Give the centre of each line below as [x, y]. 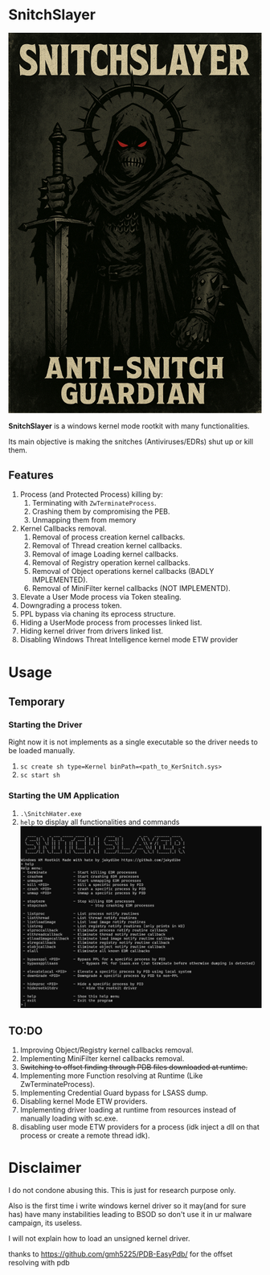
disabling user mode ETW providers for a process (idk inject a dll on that [139, 1126]
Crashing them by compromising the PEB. [101, 511]
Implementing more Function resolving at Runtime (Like [111, 1076]
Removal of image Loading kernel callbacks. [105, 554]
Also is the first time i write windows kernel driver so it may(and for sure [127, 1205]
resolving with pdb [39, 1262]
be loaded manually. [42, 751]
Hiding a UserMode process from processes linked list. [111, 623]
